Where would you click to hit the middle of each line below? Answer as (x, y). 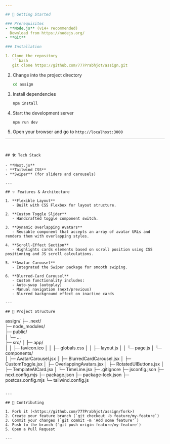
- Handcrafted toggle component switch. (55, 219)
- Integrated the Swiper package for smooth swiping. (70, 267)
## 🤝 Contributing (25, 403)
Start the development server (43, 113)
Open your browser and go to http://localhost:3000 (68, 132)
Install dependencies (34, 94)
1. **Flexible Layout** (30, 201)
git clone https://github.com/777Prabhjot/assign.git (70, 65)
